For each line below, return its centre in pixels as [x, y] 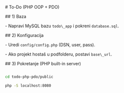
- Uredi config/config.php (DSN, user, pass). [50, 45]
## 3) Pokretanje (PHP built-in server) [43, 64]
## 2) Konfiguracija [24, 35]
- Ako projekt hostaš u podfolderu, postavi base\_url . [59, 54]
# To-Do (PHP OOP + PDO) [32, 7]
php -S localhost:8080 [28, 85]
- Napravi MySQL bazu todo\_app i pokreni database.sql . [62, 26]
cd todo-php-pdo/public [29, 77]
